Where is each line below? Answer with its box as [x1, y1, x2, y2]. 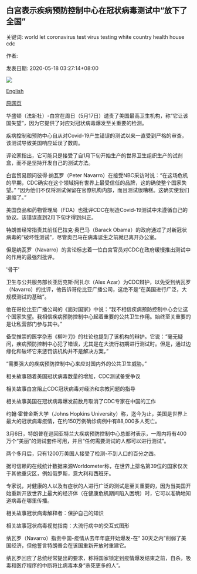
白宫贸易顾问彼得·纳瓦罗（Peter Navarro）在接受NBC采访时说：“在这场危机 [6, 171, 188, 178]
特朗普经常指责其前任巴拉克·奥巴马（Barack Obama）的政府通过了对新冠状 [6, 226, 188, 233]
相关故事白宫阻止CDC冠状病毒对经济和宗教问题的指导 [6, 385, 136, 392]
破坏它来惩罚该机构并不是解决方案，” [21, 347, 109, 354]
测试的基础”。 [16, 293, 50, 300]
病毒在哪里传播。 [11, 497, 53, 504]
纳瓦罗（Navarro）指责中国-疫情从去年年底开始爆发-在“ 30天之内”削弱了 [6, 535, 182, 542]
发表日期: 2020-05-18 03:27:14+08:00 [6, 64, 98, 72]
